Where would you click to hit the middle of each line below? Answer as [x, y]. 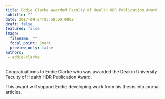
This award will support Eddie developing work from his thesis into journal [82, 87]
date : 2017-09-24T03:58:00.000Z [39, 19]
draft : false [19, 24]
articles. [14, 92]
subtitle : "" [19, 15]
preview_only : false [31, 48]
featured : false [22, 29]
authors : [14, 52]
